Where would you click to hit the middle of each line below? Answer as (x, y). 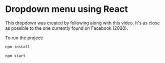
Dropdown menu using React (67, 9)
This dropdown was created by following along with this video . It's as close (82, 23)
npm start (15, 56)
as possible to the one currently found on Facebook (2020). (67, 28)
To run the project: (24, 38)
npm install (17, 47)
